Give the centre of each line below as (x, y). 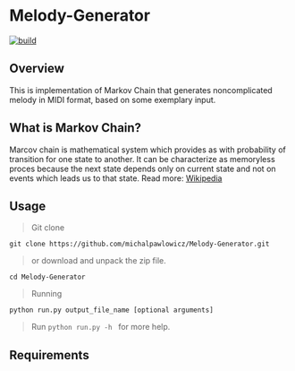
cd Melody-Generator (48, 277)
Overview (37, 69)
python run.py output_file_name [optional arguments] (112, 310)
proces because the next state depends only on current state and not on (143, 168)
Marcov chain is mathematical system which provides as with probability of (147, 150)
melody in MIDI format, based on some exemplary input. (113, 99)
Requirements (49, 355)
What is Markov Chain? (75, 128)
